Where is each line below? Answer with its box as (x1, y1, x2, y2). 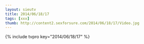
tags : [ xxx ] (5, 16, 29, 21)
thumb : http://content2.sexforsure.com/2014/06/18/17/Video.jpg (5, 20, 140, 26)
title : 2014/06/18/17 (5, 12, 50, 16)
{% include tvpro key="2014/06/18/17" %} (5, 34, 90, 40)
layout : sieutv (5, 7, 36, 12)
